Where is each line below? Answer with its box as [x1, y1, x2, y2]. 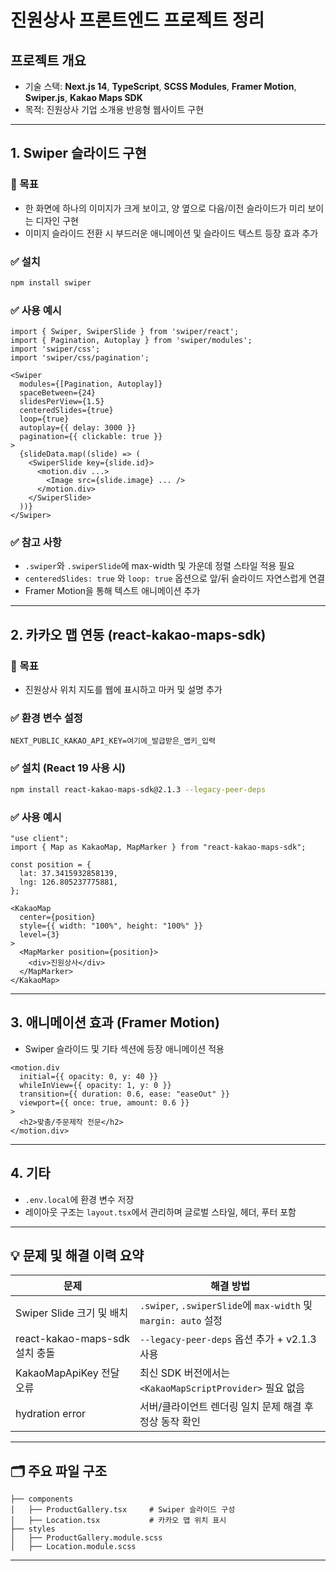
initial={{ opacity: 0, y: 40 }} [19, 1071, 159, 1081]
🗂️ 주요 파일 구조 [10, 1462, 107, 1480]
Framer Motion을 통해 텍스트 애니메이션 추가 [24, 585, 201, 597]
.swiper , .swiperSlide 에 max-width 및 [139, 1299, 313, 1313]
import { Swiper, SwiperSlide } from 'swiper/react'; [10, 327, 240, 337]
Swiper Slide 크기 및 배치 [15, 1306, 129, 1320]
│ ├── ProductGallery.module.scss [10, 1533, 163, 1543]
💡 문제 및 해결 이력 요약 [10, 1247, 145, 1264]
